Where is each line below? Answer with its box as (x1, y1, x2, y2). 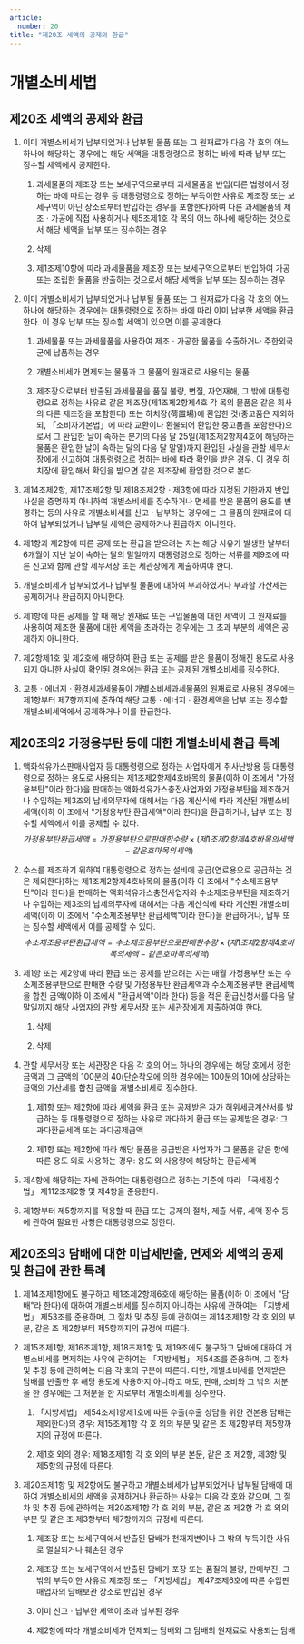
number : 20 (17, 22, 59, 31)
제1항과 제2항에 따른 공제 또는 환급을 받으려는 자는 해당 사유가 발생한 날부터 (22, 538, 290, 549)
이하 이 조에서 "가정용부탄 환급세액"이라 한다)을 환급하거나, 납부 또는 (40, 806, 283, 818)
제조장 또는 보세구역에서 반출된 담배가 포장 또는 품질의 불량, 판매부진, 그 (35, 1564, 290, 1574)
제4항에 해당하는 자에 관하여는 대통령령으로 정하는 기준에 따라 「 (22, 1174, 252, 1186)
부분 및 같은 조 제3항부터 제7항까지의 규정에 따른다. (22, 1514, 204, 1524)
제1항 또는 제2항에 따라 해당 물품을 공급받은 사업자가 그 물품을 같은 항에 (35, 1144, 289, 1155)
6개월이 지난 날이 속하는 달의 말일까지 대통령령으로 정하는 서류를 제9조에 (22, 549, 279, 560)
